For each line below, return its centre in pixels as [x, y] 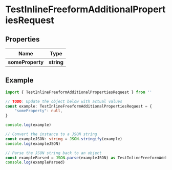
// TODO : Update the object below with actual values [64, 101]
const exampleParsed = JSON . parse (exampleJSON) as [60, 158]
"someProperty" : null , [39, 111]
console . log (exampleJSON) [33, 144]
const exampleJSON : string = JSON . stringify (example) [64, 139]
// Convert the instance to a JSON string [51, 134]
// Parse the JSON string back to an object [53, 153]
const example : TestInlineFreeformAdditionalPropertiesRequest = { [79, 106]
